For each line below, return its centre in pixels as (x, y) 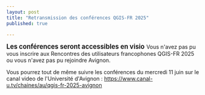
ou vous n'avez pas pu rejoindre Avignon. (59, 60)
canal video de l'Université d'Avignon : (54, 79)
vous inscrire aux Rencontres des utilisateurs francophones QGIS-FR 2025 (100, 54)
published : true (27, 23)
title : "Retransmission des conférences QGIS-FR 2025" (78, 18)
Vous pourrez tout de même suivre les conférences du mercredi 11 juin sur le (103, 72)
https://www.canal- (128, 79)
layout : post (23, 12)
